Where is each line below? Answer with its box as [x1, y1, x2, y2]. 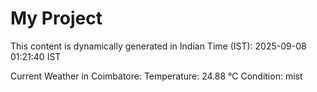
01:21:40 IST [10, 50, 62, 62]
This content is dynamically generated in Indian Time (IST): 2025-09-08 [10, 40, 307, 52]
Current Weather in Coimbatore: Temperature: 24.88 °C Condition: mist [10, 70, 303, 82]
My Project [10, 7, 103, 30]
